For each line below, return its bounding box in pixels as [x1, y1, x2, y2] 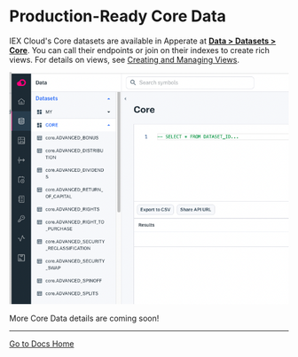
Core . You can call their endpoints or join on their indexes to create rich [9, 44, 271, 55]
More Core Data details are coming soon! [9, 313, 160, 324]
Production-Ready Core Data [9, 6, 226, 27]
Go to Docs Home [9, 338, 74, 349]
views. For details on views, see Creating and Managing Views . [9, 54, 240, 65]
